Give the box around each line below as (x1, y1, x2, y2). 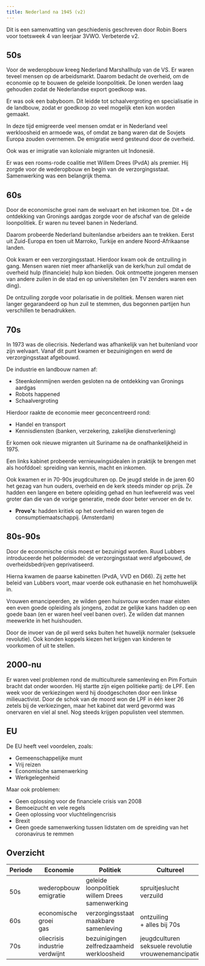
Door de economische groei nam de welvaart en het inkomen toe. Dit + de (6, 206, 192, 214)
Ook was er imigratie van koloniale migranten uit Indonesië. (6, 148, 156, 155)
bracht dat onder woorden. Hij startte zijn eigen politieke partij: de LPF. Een (6, 682, 195, 689)
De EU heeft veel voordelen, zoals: (6, 742, 93, 750)
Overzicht (6, 847, 45, 858)
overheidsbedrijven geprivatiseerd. (6, 561, 95, 568)
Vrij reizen (15, 760, 41, 768)
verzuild (140, 891, 164, 900)
